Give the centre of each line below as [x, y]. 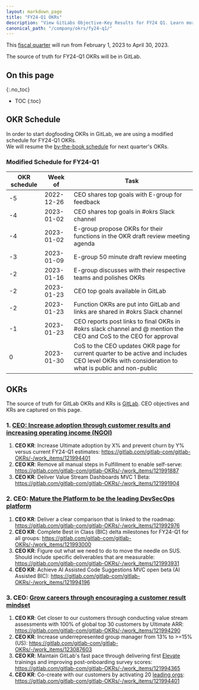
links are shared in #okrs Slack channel [128, 312]
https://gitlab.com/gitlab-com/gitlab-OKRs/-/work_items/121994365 [97, 668]
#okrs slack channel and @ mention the [129, 329]
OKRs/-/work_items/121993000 [53, 544]
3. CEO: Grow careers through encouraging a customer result [96, 597]
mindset [18, 605]
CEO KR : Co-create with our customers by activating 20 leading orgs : [99, 675]
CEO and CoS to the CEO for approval [126, 336]
